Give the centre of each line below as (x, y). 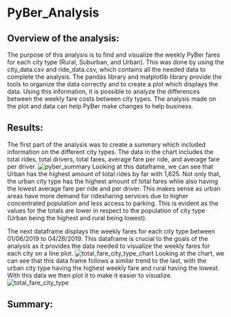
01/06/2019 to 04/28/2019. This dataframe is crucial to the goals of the (108, 238)
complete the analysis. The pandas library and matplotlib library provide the (114, 77)
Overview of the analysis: (63, 38)
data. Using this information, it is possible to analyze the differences (103, 92)
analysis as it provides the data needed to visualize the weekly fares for (109, 246)
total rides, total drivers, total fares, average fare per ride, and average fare (113, 159)
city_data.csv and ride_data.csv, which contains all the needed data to (107, 69)
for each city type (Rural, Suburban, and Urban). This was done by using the (115, 62)
